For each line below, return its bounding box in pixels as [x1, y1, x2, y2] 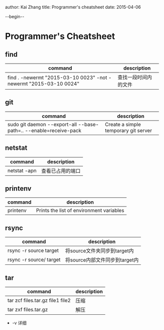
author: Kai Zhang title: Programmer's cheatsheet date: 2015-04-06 [5, 4, 141, 10]
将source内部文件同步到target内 [65, 257, 139, 263]
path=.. [7, 127, 24, 134]
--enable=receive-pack [24, 127, 82, 134]
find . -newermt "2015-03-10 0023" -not [7, 74, 107, 81]
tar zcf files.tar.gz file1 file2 [7, 297, 71, 304]
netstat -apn [7, 167, 37, 174]
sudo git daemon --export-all [7, 121, 77, 128]
